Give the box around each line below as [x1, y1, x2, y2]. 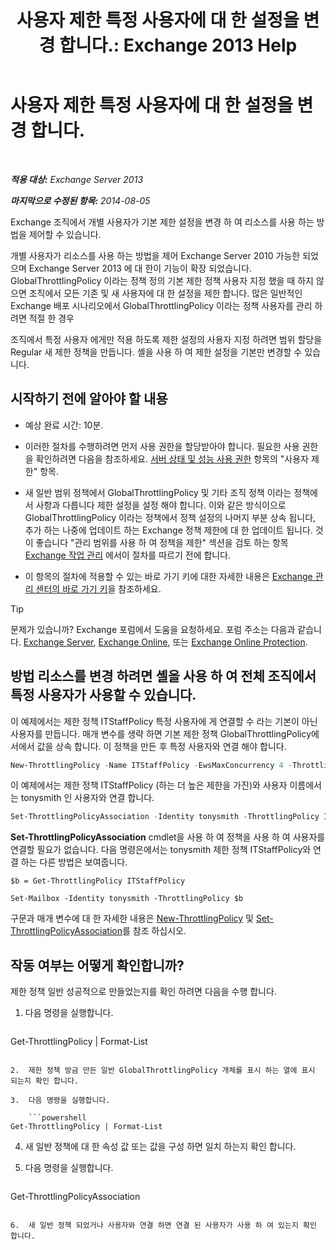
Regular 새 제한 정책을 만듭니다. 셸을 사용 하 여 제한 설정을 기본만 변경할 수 [10, 346, 303, 358]
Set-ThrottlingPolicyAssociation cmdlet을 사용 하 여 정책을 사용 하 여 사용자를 [10, 831, 326, 843]
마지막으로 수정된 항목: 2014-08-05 [10, 194, 151, 206]
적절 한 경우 [28, 312, 75, 324]
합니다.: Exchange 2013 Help [59, 34, 298, 57]
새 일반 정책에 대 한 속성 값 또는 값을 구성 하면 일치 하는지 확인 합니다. [24, 1141, 297, 1153]
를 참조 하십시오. [121, 925, 187, 937]
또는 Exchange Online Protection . [172, 636, 308, 648]
